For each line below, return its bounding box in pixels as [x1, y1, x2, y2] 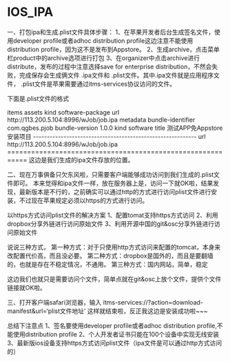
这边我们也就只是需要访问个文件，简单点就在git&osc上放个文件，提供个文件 [7, 274, 222, 283]
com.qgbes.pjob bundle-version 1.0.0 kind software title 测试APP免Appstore [7, 124, 223, 132]
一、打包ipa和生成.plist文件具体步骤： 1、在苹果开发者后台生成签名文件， [7, 28, 215, 36]
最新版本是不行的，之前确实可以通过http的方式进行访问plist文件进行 [19, 187, 211, 196]
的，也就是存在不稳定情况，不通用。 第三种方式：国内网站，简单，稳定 [7, 260, 208, 268]
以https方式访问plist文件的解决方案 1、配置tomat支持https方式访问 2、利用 [7, 211, 218, 219]
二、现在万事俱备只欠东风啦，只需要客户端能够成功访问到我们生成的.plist [7, 170, 214, 178]
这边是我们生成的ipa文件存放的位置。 [28, 155, 134, 164]
